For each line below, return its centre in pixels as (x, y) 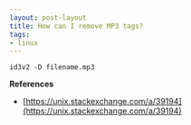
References (32, 84)
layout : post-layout (48, 18)
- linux (24, 43)
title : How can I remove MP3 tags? (76, 26)
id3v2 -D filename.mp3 (52, 67)
